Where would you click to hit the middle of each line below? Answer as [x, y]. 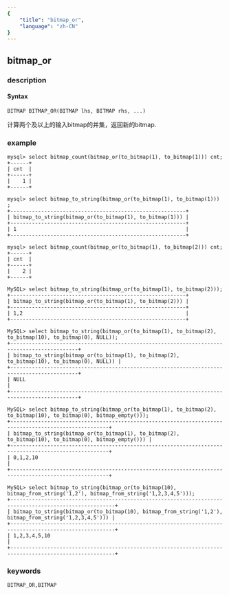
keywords [24, 571]
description [27, 80]
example [22, 143]
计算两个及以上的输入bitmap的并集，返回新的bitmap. [82, 124]
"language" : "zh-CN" [49, 26]
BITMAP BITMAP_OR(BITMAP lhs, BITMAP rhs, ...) [77, 111]
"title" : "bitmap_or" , [52, 20]
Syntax [18, 96]
